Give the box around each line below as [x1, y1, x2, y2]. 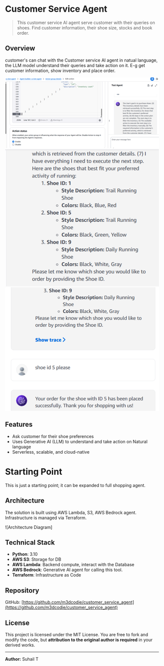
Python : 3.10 [12, 551, 38, 557]
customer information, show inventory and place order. [5, 68, 116, 73]
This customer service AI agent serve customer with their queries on [17, 20, 155, 25]
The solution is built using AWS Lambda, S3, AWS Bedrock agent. [5, 509, 137, 515]
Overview [5, 44, 36, 52]
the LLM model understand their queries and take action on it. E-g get [5, 62, 145, 68]
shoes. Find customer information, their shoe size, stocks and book [17, 24, 153, 30]
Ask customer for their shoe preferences [12, 433, 94, 439]
